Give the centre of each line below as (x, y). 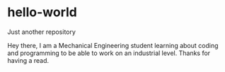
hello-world (42, 12)
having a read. (28, 60)
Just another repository (42, 32)
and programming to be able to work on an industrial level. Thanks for (109, 53)
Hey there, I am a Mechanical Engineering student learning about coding (113, 45)
